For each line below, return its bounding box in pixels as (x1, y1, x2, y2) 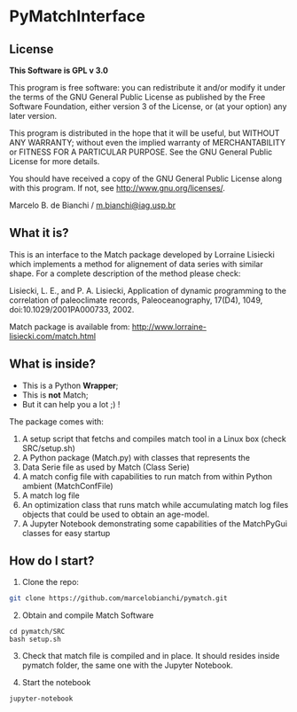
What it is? (9, 225, 69, 241)
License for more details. (9, 156, 100, 166)
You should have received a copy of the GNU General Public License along (9, 173, 282, 184)
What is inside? (9, 357, 96, 372)
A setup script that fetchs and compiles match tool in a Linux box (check (21, 433, 286, 444)
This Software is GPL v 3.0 (9, 65, 109, 75)
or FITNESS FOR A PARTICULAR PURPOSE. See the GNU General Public (9, 146, 273, 157)
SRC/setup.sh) (21, 442, 75, 454)
